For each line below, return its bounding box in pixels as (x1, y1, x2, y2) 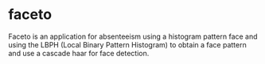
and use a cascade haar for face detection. (8, 48, 150, 58)
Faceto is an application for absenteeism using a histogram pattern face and (8, 32, 258, 41)
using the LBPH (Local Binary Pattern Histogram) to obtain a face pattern (8, 40, 247, 49)
